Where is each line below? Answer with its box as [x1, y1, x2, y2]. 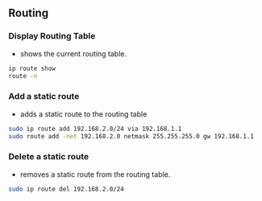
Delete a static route [8, 151, 89, 162]
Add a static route [8, 91, 80, 102]
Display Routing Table [8, 31, 96, 42]
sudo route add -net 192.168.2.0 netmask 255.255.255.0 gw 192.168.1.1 [8, 132, 254, 140]
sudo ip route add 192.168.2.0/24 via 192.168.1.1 [8, 125, 182, 133]
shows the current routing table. [19, 48, 127, 59]
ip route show [8, 64, 56, 72]
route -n [8, 72, 38, 80]
